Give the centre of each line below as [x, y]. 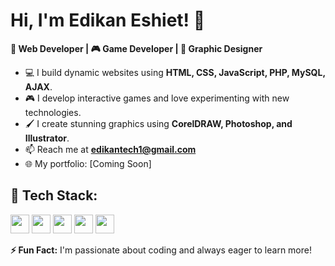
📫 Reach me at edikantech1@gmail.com [110, 149]
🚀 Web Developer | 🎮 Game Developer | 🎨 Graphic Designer [136, 48]
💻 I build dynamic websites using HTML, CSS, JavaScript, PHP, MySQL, [175, 72]
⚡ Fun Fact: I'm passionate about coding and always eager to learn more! [161, 250]
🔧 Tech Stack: [54, 195]
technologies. [53, 112]
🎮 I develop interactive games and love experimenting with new [157, 98]
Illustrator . [47, 138]
